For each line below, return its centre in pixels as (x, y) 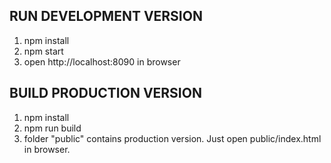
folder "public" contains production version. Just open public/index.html (172, 138)
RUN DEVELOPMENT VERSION (106, 16)
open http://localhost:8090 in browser (102, 61)
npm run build (52, 128)
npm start (43, 51)
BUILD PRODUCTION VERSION (105, 93)
